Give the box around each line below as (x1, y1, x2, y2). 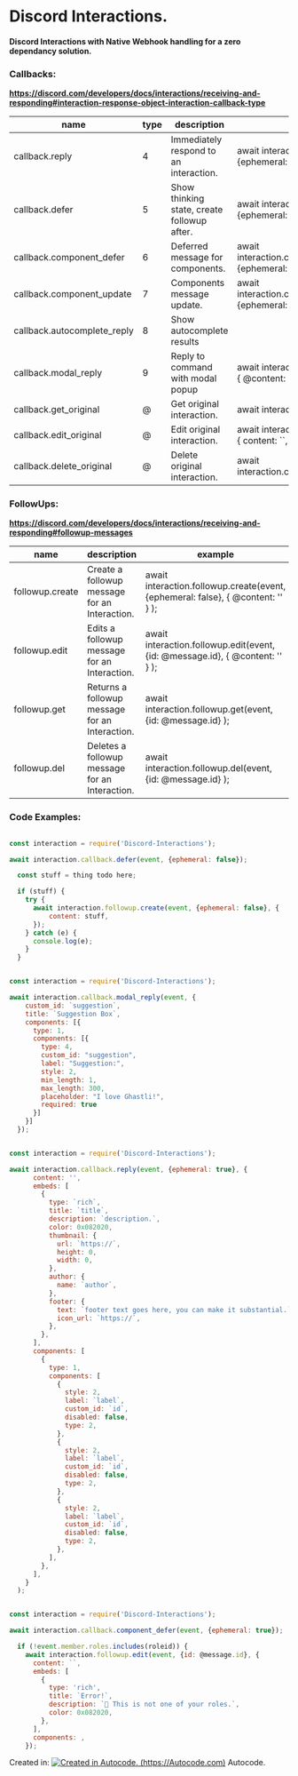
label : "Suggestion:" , (41, 1059, 125, 1068)
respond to (170, 145, 216, 157)
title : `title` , (48, 1207, 109, 1215)
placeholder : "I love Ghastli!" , (41, 1092, 165, 1101)
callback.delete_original (13, 460, 113, 473)
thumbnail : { (48, 1230, 98, 1240)
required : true (41, 1100, 98, 1110)
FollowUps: (9, 498, 59, 510)
